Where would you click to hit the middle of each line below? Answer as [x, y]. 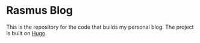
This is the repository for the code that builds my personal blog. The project [100, 27]
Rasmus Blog [40, 10]
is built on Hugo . [27, 33]
